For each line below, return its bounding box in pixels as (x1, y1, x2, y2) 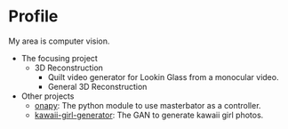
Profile (8, 6, 59, 27)
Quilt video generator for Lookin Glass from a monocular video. (47, 71, 279, 82)
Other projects (20, 91, 75, 101)
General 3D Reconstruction (47, 81, 148, 92)
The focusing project (20, 52, 99, 63)
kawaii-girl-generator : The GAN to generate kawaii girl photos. (34, 109, 264, 120)
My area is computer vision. (8, 36, 110, 46)
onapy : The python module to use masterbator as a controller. (34, 100, 261, 110)
